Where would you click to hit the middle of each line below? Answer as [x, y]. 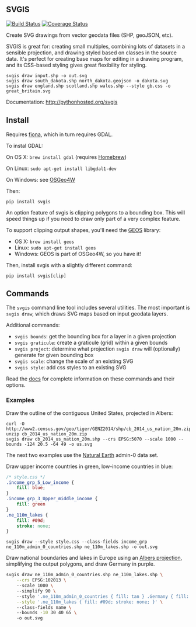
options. [16, 385]
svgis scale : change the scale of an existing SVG [74, 361]
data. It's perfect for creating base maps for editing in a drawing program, [95, 58]
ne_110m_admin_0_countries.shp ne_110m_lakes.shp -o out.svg [82, 547]
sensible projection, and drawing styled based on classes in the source [91, 53]
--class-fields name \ [44, 607]
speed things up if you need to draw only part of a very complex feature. [93, 219]
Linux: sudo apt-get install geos [55, 247]
